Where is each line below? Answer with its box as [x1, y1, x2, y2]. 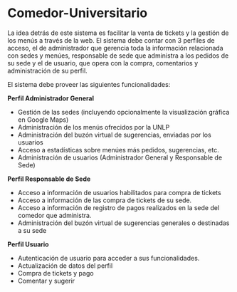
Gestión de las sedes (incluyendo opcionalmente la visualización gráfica [17, 108, 230, 116]
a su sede [17, 226, 47, 234]
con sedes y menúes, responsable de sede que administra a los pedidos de [7, 51, 229, 60]
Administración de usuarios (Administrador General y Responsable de [17, 153, 223, 162]
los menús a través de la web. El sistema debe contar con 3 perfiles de [7, 36, 215, 44]
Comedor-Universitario [7, 5, 148, 21]
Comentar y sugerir [17, 276, 75, 285]
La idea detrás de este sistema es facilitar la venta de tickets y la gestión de [7, 28, 229, 37]
